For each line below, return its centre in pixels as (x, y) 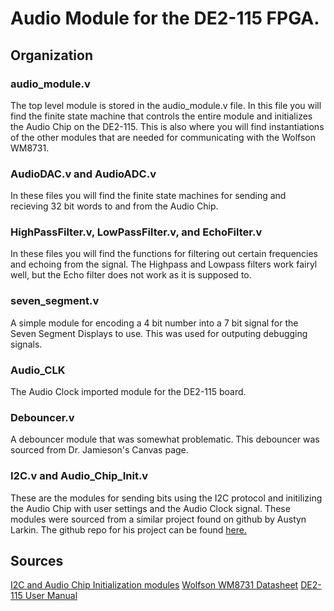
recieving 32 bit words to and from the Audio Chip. (114, 206)
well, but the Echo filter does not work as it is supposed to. (131, 275)
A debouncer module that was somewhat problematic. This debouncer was (165, 439)
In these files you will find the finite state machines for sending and (148, 196)
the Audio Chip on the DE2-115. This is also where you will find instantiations (167, 126)
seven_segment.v (55, 301)
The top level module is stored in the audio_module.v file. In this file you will (166, 105)
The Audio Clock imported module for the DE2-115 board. (128, 392)
